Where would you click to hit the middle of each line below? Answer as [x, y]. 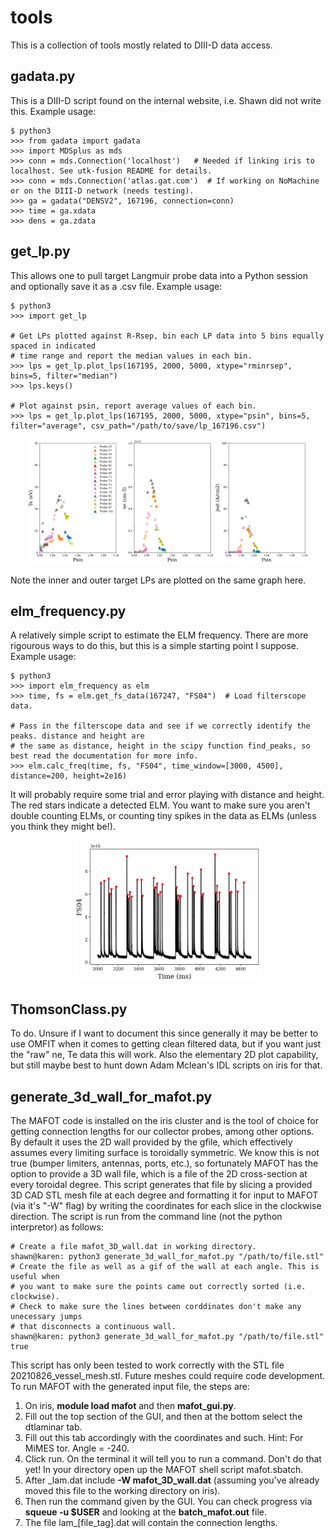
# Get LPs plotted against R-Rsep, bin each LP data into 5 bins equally [167, 336]
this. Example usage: [53, 111]
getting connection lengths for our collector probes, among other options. [162, 1131]
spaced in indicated [53, 346]
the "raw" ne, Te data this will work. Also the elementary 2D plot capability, [164, 1055]
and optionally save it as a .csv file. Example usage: [116, 286]
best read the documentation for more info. [104, 756]
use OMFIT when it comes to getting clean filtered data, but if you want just [166, 1044]
